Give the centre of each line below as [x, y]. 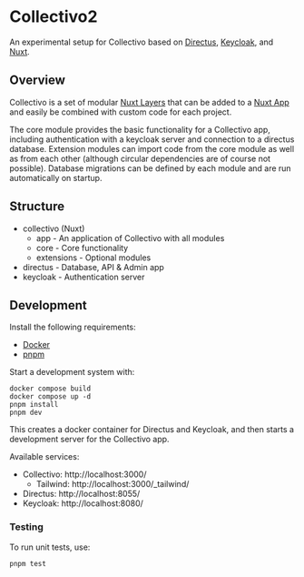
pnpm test [28, 563]
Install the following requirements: [73, 327]
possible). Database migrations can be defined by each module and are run [151, 168]
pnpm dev [26, 413]
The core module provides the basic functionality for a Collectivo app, [140, 129]
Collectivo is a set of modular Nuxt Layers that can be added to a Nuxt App [150, 102]
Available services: [44, 457]
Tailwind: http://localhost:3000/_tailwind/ [113, 484]
